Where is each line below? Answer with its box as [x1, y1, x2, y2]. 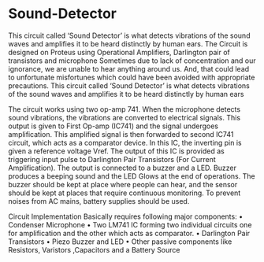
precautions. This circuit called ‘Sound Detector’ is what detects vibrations [8, 80, 250, 90]
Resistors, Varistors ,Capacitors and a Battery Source [8, 245, 180, 254]
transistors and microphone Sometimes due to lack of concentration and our [8, 56, 256, 65]
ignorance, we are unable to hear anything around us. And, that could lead [8, 64, 250, 73]
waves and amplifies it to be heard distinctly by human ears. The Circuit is [8, 39, 248, 48]
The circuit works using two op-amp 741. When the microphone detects [8, 104, 241, 114]
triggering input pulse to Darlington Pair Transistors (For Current [8, 154, 217, 164]
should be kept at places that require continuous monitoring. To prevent [8, 188, 241, 197]
